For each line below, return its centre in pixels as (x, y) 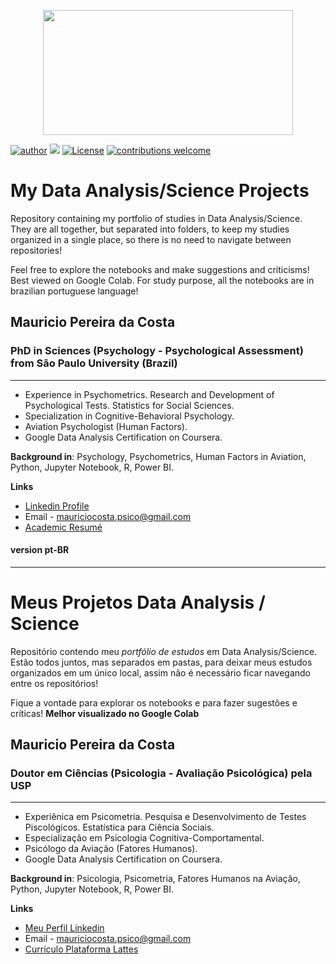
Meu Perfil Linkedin (64, 928)
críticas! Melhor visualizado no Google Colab (105, 713)
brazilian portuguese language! (74, 291)
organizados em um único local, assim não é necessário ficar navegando (160, 672)
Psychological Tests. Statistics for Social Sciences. (129, 405)
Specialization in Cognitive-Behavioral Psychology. (129, 416)
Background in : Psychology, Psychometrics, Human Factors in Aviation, (158, 456)
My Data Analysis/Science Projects (160, 191)
